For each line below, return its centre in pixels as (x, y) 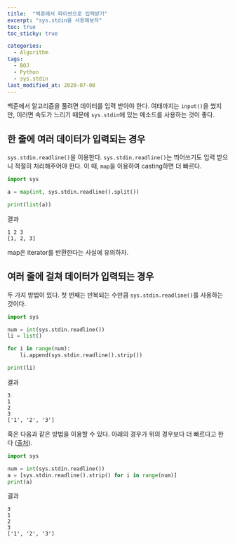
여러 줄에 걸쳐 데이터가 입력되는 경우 (81, 277)
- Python (26, 72)
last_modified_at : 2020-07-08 (52, 85)
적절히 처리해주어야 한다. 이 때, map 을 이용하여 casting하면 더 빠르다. (108, 166)
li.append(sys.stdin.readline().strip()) (81, 355)
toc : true (22, 27)
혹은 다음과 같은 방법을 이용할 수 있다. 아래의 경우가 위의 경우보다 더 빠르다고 (112, 434)
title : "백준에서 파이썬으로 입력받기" (58, 14)
